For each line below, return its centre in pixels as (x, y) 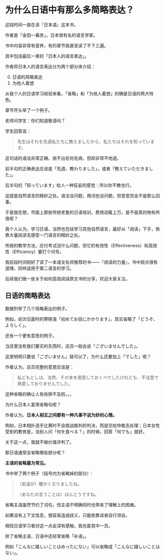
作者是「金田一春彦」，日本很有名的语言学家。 (51, 35)
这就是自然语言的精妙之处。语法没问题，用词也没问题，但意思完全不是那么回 (82, 195)
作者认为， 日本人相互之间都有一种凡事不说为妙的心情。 (61, 415)
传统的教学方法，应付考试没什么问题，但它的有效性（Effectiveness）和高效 (81, 245)
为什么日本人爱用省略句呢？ (33, 404)
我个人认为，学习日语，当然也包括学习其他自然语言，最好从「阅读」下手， (80, 229)
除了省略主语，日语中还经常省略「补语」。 (47, 536)
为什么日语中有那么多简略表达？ (70, 10)
